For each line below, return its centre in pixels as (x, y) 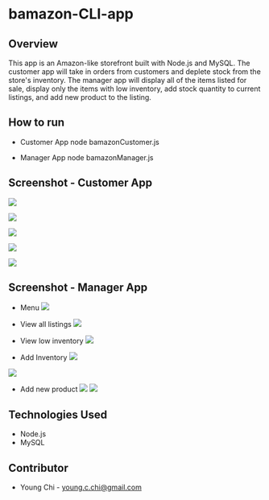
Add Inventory (43, 357)
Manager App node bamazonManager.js (87, 157)
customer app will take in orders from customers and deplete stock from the (135, 72)
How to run (37, 123)
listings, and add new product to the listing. (80, 97)
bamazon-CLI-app (71, 14)
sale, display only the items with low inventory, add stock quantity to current (134, 89)
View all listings (46, 324)
